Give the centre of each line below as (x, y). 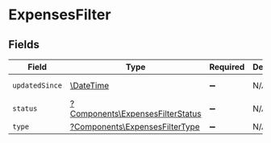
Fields (24, 45)
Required (227, 67)
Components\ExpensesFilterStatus (135, 114)
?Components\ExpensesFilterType (135, 127)
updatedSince (38, 86)
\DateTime (90, 86)
